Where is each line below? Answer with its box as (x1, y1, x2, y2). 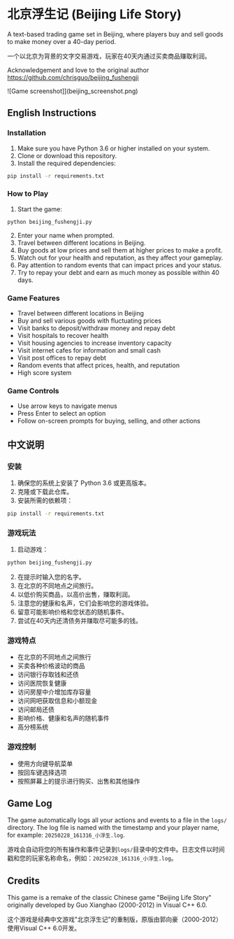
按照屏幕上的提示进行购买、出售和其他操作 (17, 777, 140, 785)
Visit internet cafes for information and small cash (17, 346, 161, 354)
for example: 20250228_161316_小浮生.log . (7, 831, 125, 840)
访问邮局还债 (17, 705, 54, 714)
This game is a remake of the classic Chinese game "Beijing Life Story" (7, 894, 212, 902)
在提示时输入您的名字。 (17, 573, 85, 581)
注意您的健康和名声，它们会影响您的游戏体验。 (17, 599, 152, 607)
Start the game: (17, 204, 63, 213)
